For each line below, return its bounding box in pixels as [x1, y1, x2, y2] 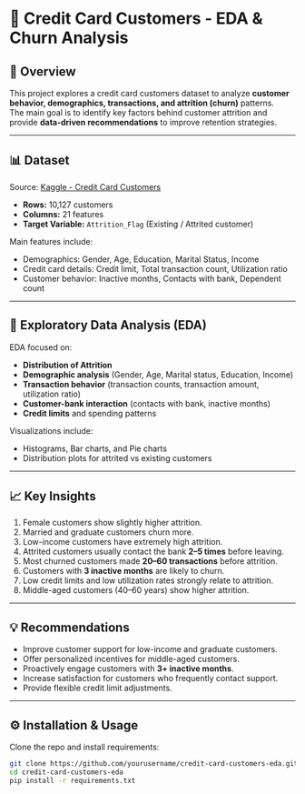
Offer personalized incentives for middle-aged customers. [22, 654, 241, 665]
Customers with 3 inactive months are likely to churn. [22, 566, 225, 577]
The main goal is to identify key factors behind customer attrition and [9, 107, 268, 117]
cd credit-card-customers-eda [9, 768, 124, 777]
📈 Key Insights [9, 488, 97, 504]
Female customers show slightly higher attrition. [22, 518, 202, 528]
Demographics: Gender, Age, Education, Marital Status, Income [22, 254, 260, 265]
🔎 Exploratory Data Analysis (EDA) [9, 317, 207, 333]
